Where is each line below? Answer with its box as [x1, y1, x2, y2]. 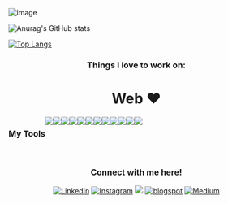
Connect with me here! [90, 167, 183, 178]
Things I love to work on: [86, 59, 187, 71]
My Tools [8, 128, 46, 139]
